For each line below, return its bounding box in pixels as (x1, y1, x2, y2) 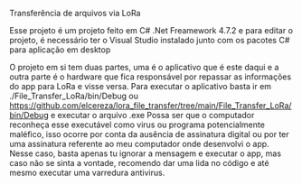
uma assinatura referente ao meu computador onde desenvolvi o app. (9, 139, 269, 149)
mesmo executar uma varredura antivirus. (9, 167, 165, 178)
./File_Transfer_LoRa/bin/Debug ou (9, 90, 138, 101)
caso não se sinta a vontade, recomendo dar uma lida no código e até (9, 158, 269, 168)
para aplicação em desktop (9, 44, 111, 55)
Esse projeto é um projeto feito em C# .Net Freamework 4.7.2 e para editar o (9, 25, 294, 35)
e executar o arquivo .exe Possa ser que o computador (50, 110, 255, 120)
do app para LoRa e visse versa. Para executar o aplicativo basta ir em (9, 81, 272, 91)
